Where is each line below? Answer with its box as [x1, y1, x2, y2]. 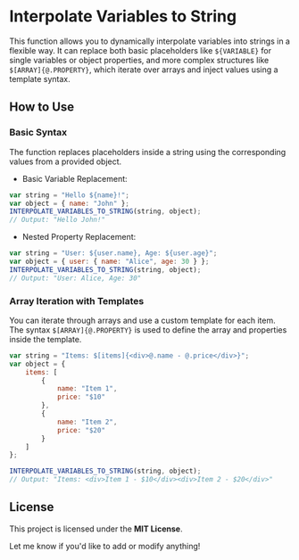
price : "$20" [56, 425, 105, 434]
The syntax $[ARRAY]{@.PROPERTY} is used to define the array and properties [9, 324, 287, 335]
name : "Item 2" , [56, 417, 118, 426]
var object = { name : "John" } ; [9, 199, 129, 208]
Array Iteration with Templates [9, 294, 145, 307]
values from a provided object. [9, 156, 122, 167]
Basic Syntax [9, 127, 68, 139]
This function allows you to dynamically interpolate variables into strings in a [9, 36, 290, 46]
